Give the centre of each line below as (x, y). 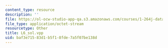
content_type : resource (30, 10)
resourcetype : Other (27, 28)
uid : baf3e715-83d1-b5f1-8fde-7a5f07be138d (51, 38)
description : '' (22, 14)
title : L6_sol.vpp (24, 33)
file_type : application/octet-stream (44, 24)
